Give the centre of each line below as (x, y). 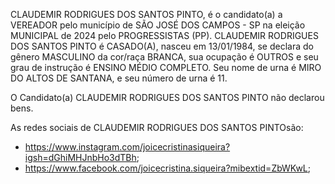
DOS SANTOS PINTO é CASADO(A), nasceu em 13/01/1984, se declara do (162, 46)
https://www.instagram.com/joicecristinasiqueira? (127, 147)
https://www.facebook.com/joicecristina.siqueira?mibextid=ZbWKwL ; (167, 168)
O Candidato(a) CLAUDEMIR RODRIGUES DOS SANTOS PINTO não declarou (167, 97)
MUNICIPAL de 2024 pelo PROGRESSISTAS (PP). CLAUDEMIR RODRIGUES (164, 35)
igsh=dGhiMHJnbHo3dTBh (80, 157)
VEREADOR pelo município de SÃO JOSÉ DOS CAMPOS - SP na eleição (158, 25)
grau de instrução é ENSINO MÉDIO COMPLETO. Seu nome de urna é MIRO (166, 67)
